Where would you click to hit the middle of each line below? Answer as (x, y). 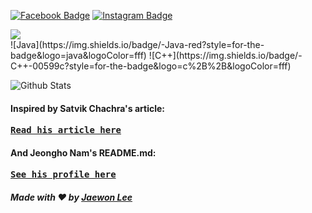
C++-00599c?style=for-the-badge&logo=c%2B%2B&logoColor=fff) (151, 66)
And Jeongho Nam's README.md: (83, 152)
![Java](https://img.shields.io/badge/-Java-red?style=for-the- (137, 44)
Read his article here (66, 130)
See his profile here (63, 174)
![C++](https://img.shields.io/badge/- (225, 55)
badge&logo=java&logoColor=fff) (78, 55)
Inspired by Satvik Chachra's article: (87, 108)
